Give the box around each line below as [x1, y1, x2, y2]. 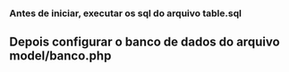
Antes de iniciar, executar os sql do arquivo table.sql [9, 7, 242, 20]
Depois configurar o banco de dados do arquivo [9, 35, 280, 50]
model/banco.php [9, 48, 112, 64]
